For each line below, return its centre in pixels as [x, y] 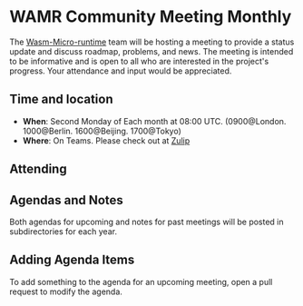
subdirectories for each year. [64, 231]
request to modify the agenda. [66, 291]
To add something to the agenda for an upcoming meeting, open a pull [141, 281]
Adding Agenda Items [72, 260]
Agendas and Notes [67, 200]
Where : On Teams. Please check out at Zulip [106, 140]
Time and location [61, 99]
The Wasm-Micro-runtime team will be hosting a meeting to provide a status [152, 42]
